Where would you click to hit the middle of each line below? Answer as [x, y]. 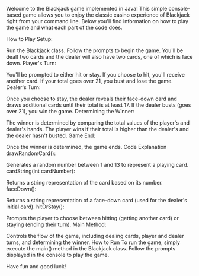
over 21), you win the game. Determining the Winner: [70, 111]
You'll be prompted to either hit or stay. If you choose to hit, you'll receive [96, 74]
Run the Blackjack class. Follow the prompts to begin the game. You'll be [95, 50]
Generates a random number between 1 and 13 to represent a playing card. [97, 165]
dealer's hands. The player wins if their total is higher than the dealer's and [97, 129]
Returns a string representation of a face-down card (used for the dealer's [97, 200]
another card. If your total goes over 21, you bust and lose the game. [89, 81]
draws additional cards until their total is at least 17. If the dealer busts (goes [99, 105]
